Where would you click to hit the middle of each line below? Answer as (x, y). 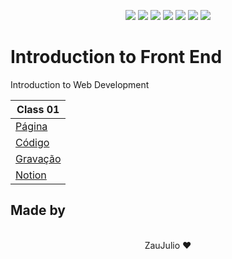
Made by (38, 210)
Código (32, 142)
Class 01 (38, 109)
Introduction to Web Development (80, 84)
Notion (31, 175)
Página (31, 126)
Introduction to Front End (116, 57)
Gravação (38, 158)
